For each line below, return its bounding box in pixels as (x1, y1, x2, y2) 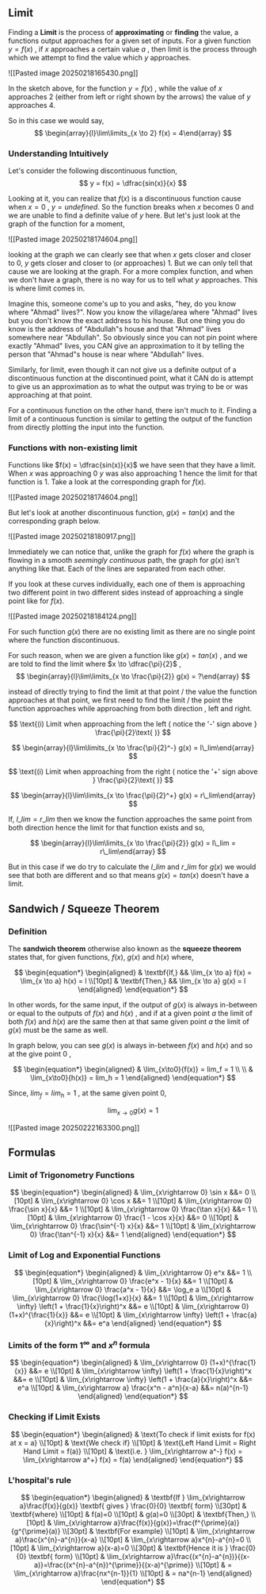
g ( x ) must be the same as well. (8, 1026, 108, 1035)
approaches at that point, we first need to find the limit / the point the (8, 695, 234, 705)
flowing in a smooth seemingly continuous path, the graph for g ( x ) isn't (8, 556, 240, 565)
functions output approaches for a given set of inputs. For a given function (8, 36, 251, 45)
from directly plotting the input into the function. (8, 422, 165, 432)
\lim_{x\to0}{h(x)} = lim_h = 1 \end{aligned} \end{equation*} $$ (30, 1073, 236, 1083)
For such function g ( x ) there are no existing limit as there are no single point (8, 627, 256, 637)
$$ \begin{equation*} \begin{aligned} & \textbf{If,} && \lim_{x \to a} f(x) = (13, 968, 253, 977)
